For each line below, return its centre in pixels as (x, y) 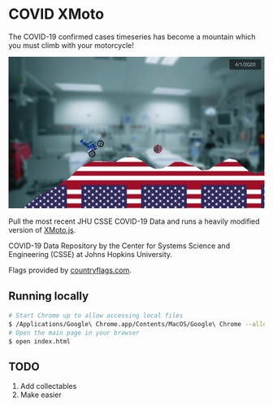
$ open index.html (39, 341)
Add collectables (48, 386)
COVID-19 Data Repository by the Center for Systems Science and (119, 246)
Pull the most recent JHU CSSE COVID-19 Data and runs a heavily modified (134, 221)
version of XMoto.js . (42, 230)
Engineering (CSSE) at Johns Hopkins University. (91, 255)
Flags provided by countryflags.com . (70, 270)
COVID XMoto (56, 14)
